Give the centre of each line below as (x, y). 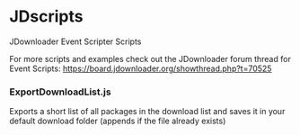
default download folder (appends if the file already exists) (118, 121)
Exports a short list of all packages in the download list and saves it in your (147, 112)
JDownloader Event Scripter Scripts (75, 41)
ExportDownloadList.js (60, 92)
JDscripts (46, 17)
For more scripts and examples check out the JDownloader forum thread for (150, 58)
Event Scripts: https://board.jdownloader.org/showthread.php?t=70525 (141, 68)
